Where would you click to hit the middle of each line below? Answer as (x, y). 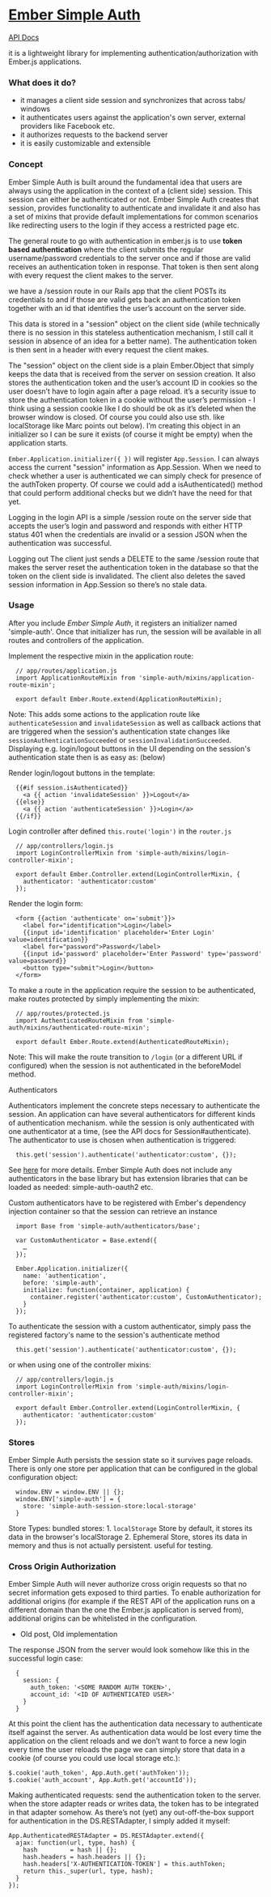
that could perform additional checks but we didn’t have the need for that (130, 492)
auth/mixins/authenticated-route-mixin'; (79, 1027)
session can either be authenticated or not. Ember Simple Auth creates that (133, 199)
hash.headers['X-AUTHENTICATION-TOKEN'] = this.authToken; (125, 1865)
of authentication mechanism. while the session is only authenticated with (131, 1123)
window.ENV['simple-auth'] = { (68, 1499)
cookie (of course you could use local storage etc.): (94, 1758)
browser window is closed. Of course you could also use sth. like (116, 417)
